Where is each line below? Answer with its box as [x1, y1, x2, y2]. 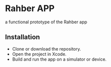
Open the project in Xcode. [12, 51, 67, 57]
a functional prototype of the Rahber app [5, 19, 88, 25]
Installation [5, 33, 40, 41]
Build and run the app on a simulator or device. [12, 56, 107, 62]
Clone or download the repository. [12, 46, 82, 51]
